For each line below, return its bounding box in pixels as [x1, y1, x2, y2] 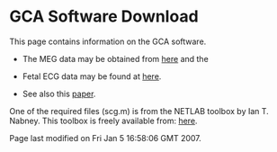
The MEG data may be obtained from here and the [22, 53, 209, 64]
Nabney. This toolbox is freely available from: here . [9, 115, 198, 126]
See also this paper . [22, 88, 96, 99]
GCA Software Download [9, 6, 200, 27]
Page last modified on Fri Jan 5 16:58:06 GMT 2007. [9, 132, 202, 143]
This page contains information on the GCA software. [9, 36, 207, 47]
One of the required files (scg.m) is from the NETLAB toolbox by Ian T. [9, 105, 270, 116]
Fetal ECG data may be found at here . [22, 70, 162, 82]
